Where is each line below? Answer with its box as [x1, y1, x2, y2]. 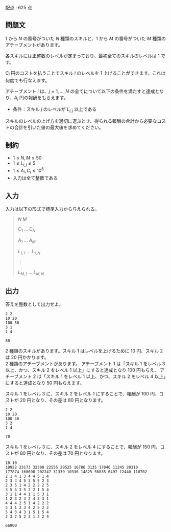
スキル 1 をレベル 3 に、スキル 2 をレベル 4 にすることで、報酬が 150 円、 [5, 444, 160, 450]
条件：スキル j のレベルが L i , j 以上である [12, 106, 97, 114]
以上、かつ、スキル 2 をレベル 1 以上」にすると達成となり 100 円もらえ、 [5, 367, 159, 373]
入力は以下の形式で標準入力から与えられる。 [5, 206, 100, 212]
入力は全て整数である [12, 175, 58, 181]
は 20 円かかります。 [5, 354, 49, 361]
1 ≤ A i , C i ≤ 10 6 [12, 167, 44, 175]
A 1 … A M [17, 237, 36, 245]
